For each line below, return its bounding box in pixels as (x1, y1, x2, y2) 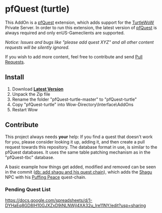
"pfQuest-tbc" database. (5, 154, 55, 160)
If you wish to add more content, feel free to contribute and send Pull (5, 53, 143, 59)
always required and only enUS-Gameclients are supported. (5, 30, 125, 35)
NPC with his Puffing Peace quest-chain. (5, 174, 86, 180)
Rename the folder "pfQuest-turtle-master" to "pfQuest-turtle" (12, 96, 137, 102)
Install (5, 73, 24, 81)
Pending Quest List (5, 186, 51, 193)
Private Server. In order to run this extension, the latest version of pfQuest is (5, 24, 157, 30)
